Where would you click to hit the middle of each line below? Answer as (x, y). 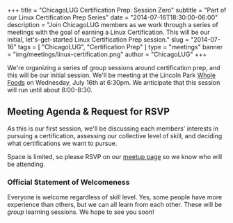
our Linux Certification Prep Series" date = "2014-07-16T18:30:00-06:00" (113, 17)
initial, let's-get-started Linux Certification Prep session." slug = (98, 40)
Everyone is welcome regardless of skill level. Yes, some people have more (115, 197)
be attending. (26, 164)
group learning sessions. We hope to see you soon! (81, 212)
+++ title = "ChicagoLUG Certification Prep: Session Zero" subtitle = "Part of (117, 10)
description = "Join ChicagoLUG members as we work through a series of (113, 25)
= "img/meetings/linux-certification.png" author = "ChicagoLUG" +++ (107, 54)
